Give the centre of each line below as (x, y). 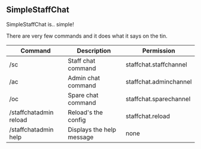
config (77, 120)
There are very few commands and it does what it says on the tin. (87, 36)
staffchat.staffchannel (156, 64)
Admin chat (84, 78)
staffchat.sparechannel (158, 99)
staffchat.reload (148, 116)
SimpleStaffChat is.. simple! (40, 24)
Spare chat (83, 95)
